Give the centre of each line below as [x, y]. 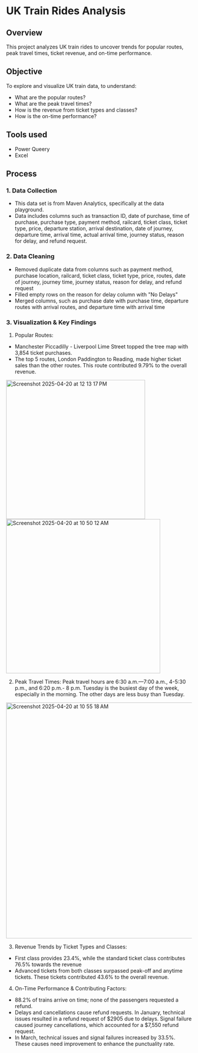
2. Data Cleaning [30, 256]
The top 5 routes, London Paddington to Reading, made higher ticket [98, 359]
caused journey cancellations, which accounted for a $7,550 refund [97, 1025]
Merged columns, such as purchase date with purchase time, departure [101, 301]
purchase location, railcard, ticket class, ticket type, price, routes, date [100, 275]
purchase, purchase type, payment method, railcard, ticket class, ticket [101, 222]
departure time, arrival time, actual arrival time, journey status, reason [99, 235]
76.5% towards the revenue [48, 964]
